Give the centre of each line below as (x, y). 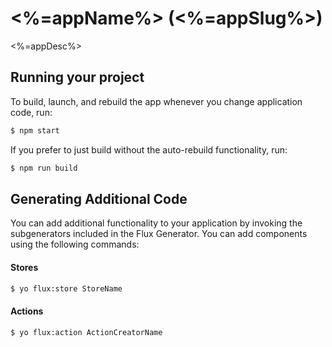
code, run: (31, 112)
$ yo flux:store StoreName (66, 288)
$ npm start (35, 130)
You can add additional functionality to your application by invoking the (156, 223)
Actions (27, 311)
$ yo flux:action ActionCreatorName (86, 332)
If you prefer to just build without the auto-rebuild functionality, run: (149, 149)
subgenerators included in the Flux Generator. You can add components (159, 234)
